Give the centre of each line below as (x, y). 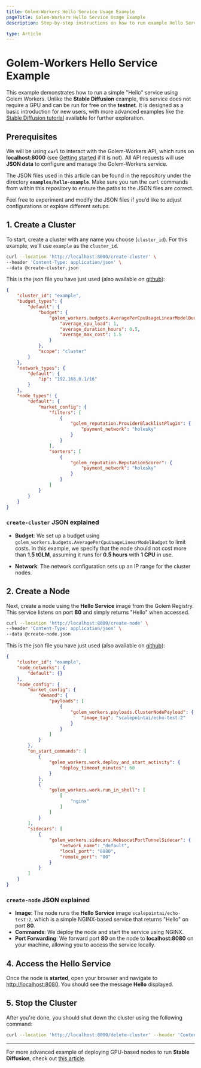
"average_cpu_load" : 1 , (89, 324)
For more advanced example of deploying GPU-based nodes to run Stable (98, 1052)
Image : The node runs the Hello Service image (73, 913)
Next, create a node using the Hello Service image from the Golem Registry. (100, 605)
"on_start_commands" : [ (57, 751)
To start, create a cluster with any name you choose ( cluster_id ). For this (97, 239)
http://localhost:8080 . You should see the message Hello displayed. (90, 984)
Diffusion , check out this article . (46, 1058)
